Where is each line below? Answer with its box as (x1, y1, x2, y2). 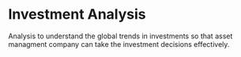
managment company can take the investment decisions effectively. (8, 39, 230, 48)
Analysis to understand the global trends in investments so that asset (8, 31, 233, 41)
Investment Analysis (8, 5, 146, 23)
